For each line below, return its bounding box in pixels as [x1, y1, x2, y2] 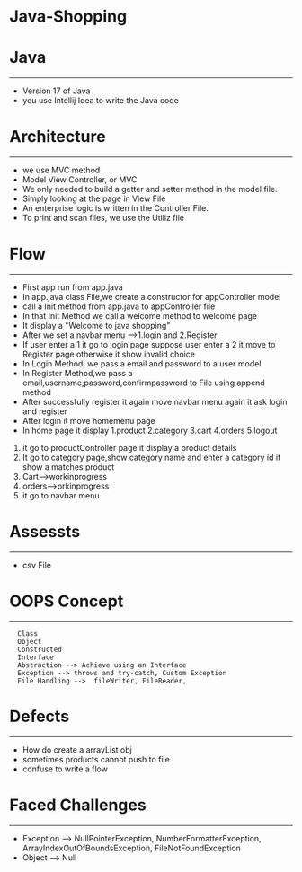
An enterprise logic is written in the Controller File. [22, 203, 209, 214]
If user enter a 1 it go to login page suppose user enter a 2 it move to [22, 339, 276, 349]
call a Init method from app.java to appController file [22, 301, 216, 312]
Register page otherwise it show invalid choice [22, 348, 196, 359]
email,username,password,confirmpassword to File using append [22, 377, 265, 388]
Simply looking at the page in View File [22, 193, 166, 204]
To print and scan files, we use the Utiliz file [22, 213, 184, 224]
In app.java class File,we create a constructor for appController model [22, 292, 281, 302]
